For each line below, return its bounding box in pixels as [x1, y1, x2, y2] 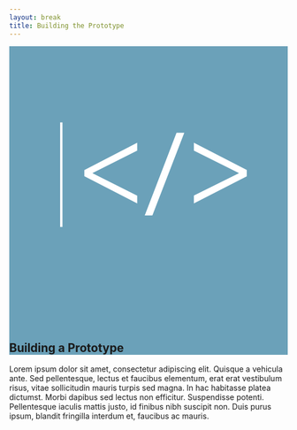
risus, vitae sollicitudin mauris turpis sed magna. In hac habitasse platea [9, 382, 271, 394]
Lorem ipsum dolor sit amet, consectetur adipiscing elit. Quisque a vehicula [9, 364, 283, 374]
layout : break [9, 12, 62, 22]
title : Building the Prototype [9, 21, 125, 30]
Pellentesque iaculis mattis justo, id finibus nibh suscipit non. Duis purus [9, 402, 272, 412]
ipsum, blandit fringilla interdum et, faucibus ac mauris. [9, 411, 209, 421]
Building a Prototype [9, 340, 125, 355]
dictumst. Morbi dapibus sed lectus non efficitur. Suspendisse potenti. [9, 392, 265, 403]
